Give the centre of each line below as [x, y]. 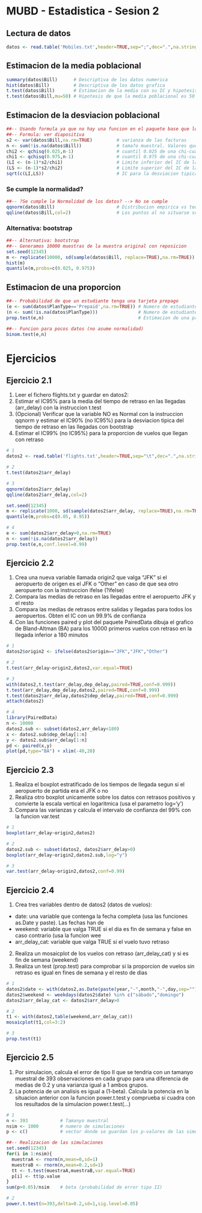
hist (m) [16, 263]
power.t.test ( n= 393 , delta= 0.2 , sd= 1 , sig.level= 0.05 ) [72, 1204]
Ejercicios [31, 358]
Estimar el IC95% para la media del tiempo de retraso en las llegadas [100, 402]
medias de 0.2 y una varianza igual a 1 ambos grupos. [81, 1085]
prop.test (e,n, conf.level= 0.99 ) [47, 544]
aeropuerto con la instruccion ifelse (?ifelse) [69, 590]
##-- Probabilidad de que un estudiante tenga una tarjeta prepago [93, 301]
